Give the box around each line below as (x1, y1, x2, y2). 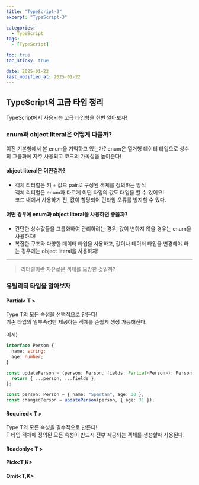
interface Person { (6, 343, 54, 349)
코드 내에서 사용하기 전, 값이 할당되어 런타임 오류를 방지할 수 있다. (14, 196, 166, 203)
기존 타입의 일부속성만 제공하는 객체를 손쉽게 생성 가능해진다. (6, 318, 147, 326)
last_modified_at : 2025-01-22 (6, 74, 81, 80)
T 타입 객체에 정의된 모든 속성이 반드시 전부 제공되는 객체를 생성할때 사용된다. (6, 431, 185, 439)
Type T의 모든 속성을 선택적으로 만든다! (6, 311, 98, 318)
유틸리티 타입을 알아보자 (6, 282, 71, 290)
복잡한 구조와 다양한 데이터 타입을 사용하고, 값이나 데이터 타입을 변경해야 (14, 240, 182, 247)
